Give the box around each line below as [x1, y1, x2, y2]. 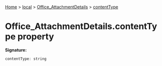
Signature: [5, 47, 27, 53]
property [17, 31, 54, 42]
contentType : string [5, 56, 47, 61]
